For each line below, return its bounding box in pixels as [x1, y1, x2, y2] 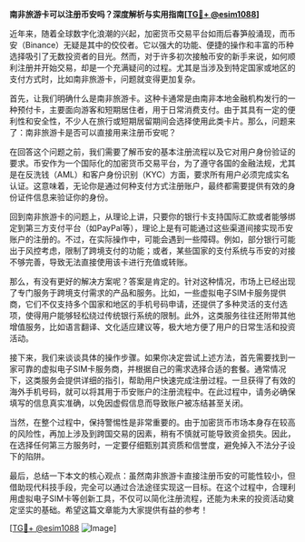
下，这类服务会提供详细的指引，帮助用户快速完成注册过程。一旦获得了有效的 [9, 375, 296, 386]
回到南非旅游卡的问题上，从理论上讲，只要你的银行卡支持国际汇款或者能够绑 [9, 211, 296, 222]
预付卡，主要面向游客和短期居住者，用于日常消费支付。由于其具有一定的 [16, 105, 288, 115]
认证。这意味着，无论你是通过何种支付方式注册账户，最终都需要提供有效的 [9, 181, 288, 191]
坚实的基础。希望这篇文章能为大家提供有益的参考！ [16, 505, 209, 515]
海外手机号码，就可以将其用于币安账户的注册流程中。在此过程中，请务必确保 [9, 386, 296, 396]
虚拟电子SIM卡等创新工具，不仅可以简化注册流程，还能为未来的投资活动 [16, 493, 287, 504]
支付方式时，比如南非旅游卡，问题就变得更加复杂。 [9, 74, 201, 85]
